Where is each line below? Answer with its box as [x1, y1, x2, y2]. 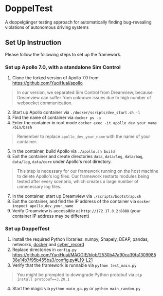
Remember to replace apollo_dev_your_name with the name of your [17, 134, 150, 139]
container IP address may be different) [12, 213, 90, 219]
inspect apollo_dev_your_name [12, 204, 74, 208]
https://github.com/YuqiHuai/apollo [12, 80, 83, 86]
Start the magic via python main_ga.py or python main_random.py [12, 286, 141, 292]
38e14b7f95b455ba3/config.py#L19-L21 [12, 257, 93, 263]
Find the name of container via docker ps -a [12, 114, 101, 120]
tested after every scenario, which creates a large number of [17, 179, 139, 184]
